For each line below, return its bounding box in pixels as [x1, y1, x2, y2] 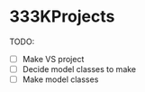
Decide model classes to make [22, 64, 137, 74]
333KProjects [9, 6, 115, 27]
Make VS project [22, 53, 85, 64]
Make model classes [22, 74, 99, 85]
